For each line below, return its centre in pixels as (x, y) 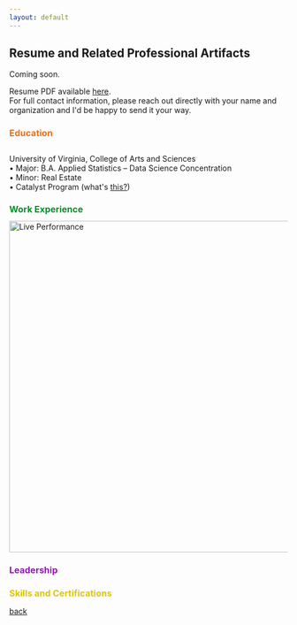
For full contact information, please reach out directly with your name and (143, 101)
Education (31, 133)
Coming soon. (34, 74)
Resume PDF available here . (60, 91)
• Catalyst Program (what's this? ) (70, 187)
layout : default (39, 17)
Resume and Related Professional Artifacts (129, 53)
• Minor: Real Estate (46, 177)
